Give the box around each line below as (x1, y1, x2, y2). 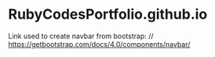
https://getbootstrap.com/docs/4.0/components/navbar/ (8, 39, 191, 48)
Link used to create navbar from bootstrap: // (8, 31, 155, 41)
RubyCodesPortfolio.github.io (8, 5, 208, 23)
